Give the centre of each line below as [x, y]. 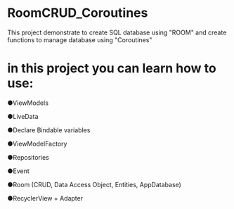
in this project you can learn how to [112, 69]
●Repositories [28, 157]
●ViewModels [28, 103]
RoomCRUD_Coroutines [78, 13]
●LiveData [23, 116]
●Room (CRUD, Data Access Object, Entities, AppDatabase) [94, 184]
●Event [18, 171]
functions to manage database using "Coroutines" [80, 39]
